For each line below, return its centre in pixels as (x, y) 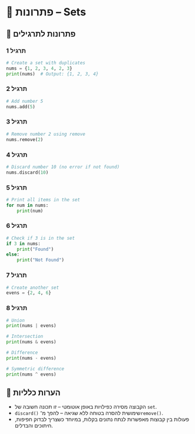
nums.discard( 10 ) (27, 172)
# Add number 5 (25, 101)
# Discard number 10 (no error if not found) (63, 167)
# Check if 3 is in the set (41, 238)
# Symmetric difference (35, 368)
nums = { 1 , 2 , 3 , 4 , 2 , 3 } (39, 68)
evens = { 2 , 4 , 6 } (29, 293)
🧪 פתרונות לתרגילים (41, 34)
